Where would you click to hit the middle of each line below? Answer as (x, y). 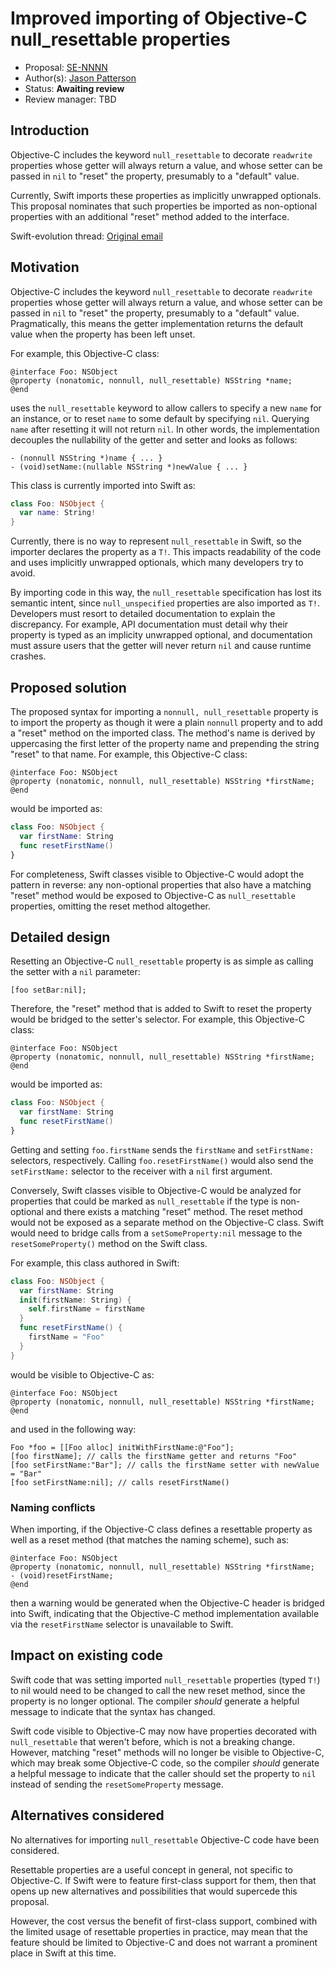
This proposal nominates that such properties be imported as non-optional (164, 206)
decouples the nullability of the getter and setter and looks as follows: (154, 439)
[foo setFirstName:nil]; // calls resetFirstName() (120, 1482)
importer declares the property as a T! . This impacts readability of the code (166, 552)
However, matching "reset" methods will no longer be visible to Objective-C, (167, 1752)
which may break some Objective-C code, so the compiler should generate (165, 1763)
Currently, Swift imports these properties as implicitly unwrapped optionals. (166, 195)
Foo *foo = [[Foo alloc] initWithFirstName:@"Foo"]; (122, 1447)
